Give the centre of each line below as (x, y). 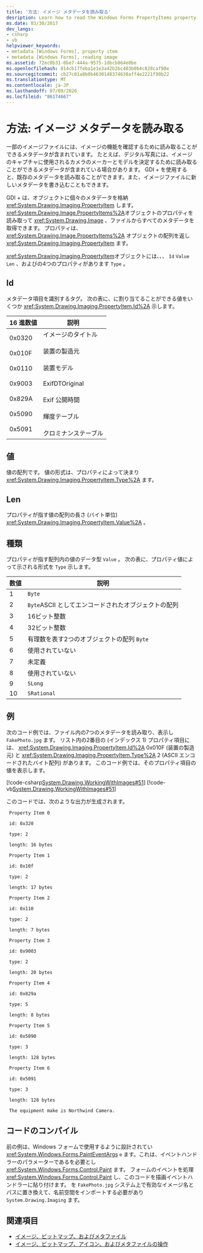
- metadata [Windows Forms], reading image (62, 57)
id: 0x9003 (22, 951)
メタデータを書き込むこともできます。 (64, 184)
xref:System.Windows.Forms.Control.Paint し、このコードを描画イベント (97, 1177)
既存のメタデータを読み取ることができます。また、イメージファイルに (104, 177)
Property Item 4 (29, 983)
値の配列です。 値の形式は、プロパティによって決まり (73, 472)
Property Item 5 (29, 1025)
